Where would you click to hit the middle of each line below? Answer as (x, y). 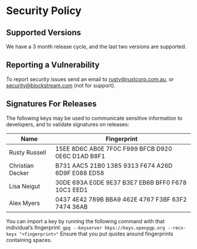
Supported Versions (43, 33)
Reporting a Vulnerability (53, 65)
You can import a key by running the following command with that (86, 221)
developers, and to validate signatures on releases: (68, 124)
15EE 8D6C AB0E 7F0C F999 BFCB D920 (114, 149)
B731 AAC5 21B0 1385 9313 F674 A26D (114, 166)
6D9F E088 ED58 (80, 173)
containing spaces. (29, 240)
